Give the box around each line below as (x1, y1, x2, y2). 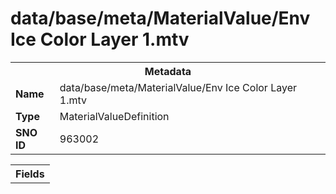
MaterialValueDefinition (59, 109, 170, 123)
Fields (15, 167, 45, 181)
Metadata (144, 64, 192, 78)
